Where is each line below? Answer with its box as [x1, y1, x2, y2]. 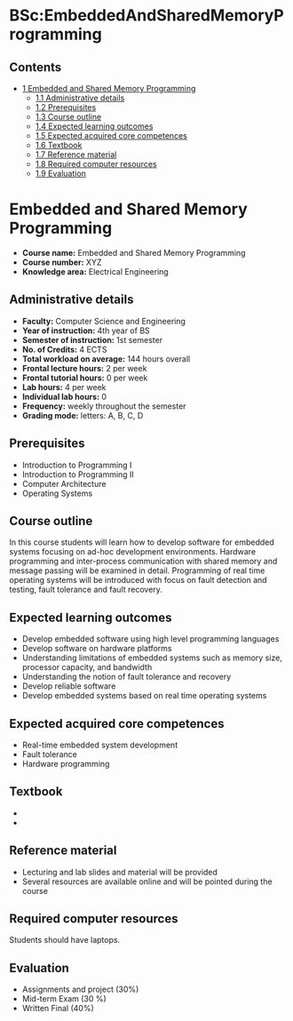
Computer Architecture [21, 478, 107, 489]
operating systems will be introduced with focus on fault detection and [9, 575, 268, 586]
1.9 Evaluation [35, 168, 87, 179]
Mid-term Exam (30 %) [21, 993, 107, 1004]
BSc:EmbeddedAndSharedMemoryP [9, 5, 284, 26]
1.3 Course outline [35, 112, 102, 122]
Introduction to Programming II [21, 468, 135, 480]
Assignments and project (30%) [21, 984, 139, 995]
